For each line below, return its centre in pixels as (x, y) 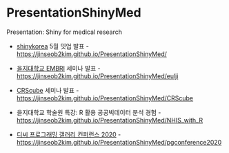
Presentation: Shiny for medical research (64, 32)
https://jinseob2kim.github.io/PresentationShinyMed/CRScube (105, 98)
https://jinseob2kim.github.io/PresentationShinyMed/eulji (97, 76)
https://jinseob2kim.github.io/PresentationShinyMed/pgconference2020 (119, 142)
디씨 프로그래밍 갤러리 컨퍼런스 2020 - (69, 134)
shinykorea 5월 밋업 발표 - (52, 46)
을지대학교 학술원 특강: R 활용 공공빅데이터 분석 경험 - (89, 112)
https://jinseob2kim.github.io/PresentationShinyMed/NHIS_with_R (110, 120)
